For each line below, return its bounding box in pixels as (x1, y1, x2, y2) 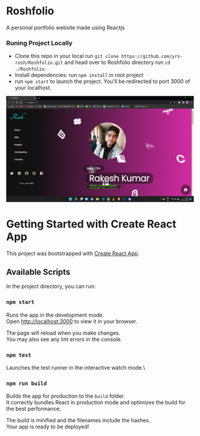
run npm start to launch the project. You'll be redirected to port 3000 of (14, 78, 190, 85)
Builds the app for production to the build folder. (6, 392, 126, 400)
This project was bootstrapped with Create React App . (6, 250, 140, 257)
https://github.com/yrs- (121, 54, 183, 60)
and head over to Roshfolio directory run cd (64, 59, 171, 66)
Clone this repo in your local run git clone (14, 53, 119, 60)
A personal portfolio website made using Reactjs (6, 24, 125, 31)
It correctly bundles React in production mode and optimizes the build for (6, 399, 186, 406)
